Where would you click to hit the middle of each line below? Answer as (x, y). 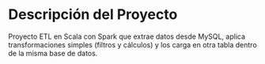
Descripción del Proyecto (93, 15)
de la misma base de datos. (53, 53)
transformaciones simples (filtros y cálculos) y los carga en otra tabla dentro (132, 44)
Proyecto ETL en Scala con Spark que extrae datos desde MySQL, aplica (127, 36)
